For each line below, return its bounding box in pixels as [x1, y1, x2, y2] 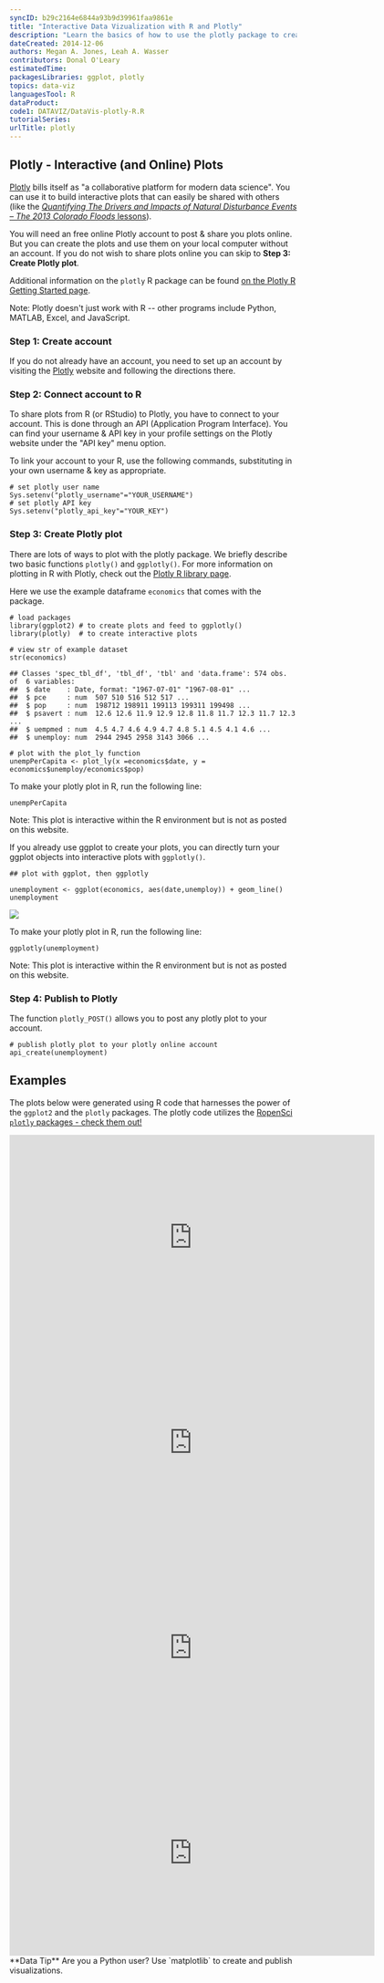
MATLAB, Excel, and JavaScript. [9, 312, 130, 323]
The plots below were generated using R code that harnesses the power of [9, 1096, 291, 1108]
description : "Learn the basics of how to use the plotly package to [9, 30, 280, 39]
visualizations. [9, 1965, 64, 1976]
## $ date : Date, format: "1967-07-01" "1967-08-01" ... [9, 685, 251, 694]
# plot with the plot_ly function [9, 749, 141, 758]
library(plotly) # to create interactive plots [9, 628, 198, 639]
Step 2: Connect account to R [9, 389, 142, 401]
